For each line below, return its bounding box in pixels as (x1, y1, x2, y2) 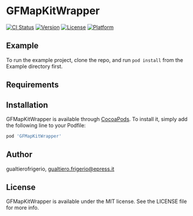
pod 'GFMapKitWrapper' (6, 133, 62, 139)
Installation (6, 100, 48, 110)
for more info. (6, 204, 39, 211)
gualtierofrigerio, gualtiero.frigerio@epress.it (6, 165, 115, 172)
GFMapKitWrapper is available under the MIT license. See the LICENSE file (6, 198, 187, 205)
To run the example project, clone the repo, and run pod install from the (6, 56, 184, 63)
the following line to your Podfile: (6, 122, 86, 129)
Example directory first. (6, 63, 63, 70)
